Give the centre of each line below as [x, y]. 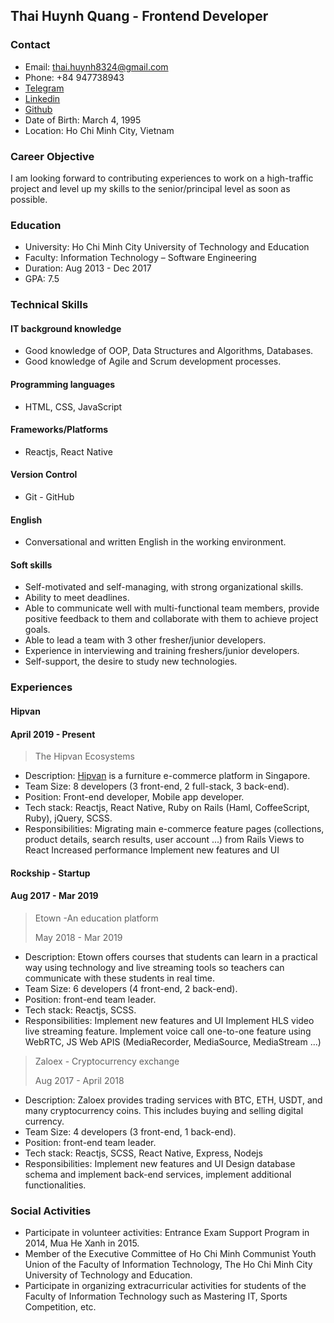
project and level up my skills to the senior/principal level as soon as [150, 188]
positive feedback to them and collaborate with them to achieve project [171, 619]
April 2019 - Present [53, 734]
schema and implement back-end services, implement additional [158, 1174]
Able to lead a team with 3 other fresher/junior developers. [145, 640]
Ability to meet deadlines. [77, 598]
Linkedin [42, 98]
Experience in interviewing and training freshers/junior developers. [162, 651]
